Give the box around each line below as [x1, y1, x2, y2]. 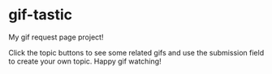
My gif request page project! [8, 32, 104, 42]
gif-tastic [8, 6, 73, 24]
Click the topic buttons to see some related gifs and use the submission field [8, 47, 265, 57]
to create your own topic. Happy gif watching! [8, 56, 162, 66]
